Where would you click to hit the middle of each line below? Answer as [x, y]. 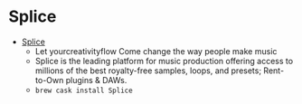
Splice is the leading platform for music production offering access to [164, 61]
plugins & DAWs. [96, 80]
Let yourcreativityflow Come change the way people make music [156, 51]
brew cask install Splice [84, 90]
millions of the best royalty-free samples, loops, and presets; [148, 71]
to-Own [49, 80]
